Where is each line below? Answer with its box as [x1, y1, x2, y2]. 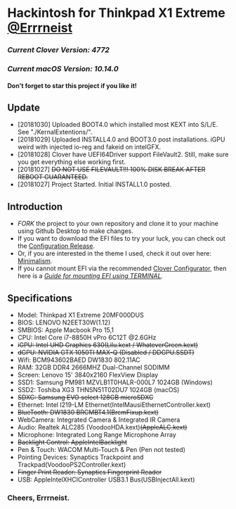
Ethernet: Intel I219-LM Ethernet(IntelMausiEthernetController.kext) [17, 401, 211, 409]
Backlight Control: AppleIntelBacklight [17, 438, 128, 446]
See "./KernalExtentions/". [17, 128, 93, 137]
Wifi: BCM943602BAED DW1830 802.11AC [17, 356, 140, 364]
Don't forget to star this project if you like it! [7, 81, 137, 89]
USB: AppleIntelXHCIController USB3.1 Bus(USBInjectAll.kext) [17, 475, 195, 484]
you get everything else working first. [17, 158, 126, 166]
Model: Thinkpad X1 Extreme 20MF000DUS [17, 311, 144, 320]
